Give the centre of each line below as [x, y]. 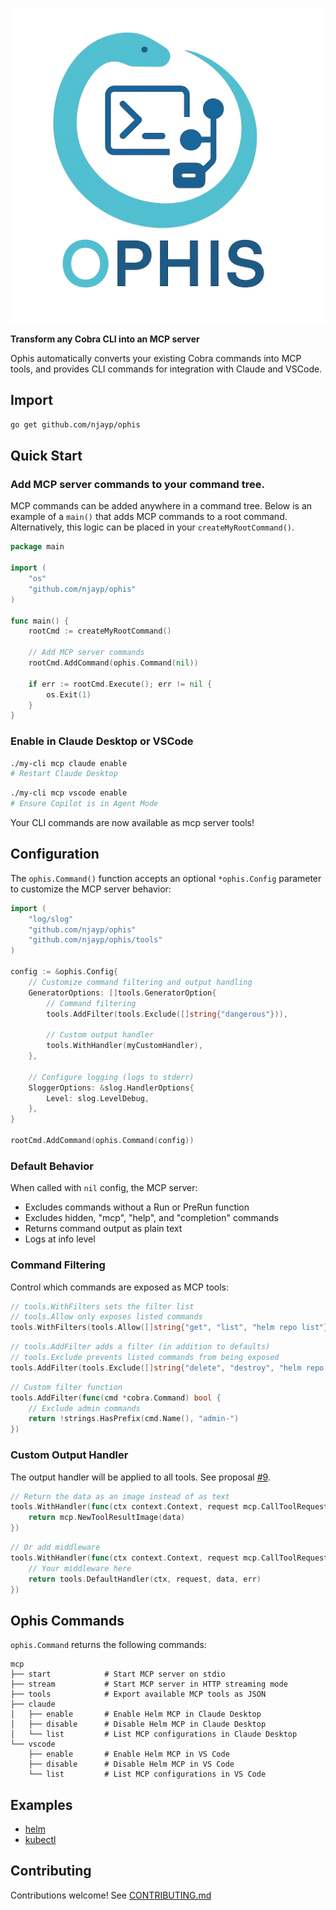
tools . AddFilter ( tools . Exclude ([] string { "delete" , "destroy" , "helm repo [167, 1368]
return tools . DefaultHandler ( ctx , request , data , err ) [145, 1579]
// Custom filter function [66, 1387]
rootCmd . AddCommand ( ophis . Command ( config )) [102, 1141]
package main [37, 547]
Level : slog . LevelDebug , [98, 1098]
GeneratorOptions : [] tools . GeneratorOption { [122, 993]
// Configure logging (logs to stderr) [111, 1077]
